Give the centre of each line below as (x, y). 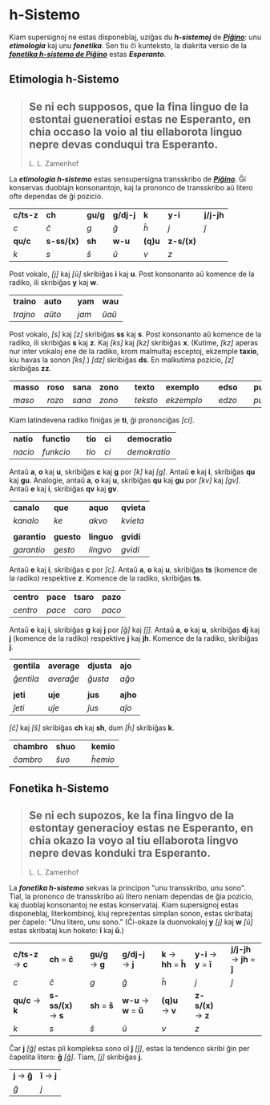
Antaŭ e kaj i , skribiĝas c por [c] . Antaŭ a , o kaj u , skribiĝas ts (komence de (133, 570)
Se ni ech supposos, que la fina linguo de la (139, 106)
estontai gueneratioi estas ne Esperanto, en (140, 119)
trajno (24, 315)
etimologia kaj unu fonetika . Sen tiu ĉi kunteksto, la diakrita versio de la (128, 45)
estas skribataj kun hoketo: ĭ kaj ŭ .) (67, 931)
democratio (149, 439)
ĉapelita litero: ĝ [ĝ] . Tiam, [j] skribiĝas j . (76, 1057)
